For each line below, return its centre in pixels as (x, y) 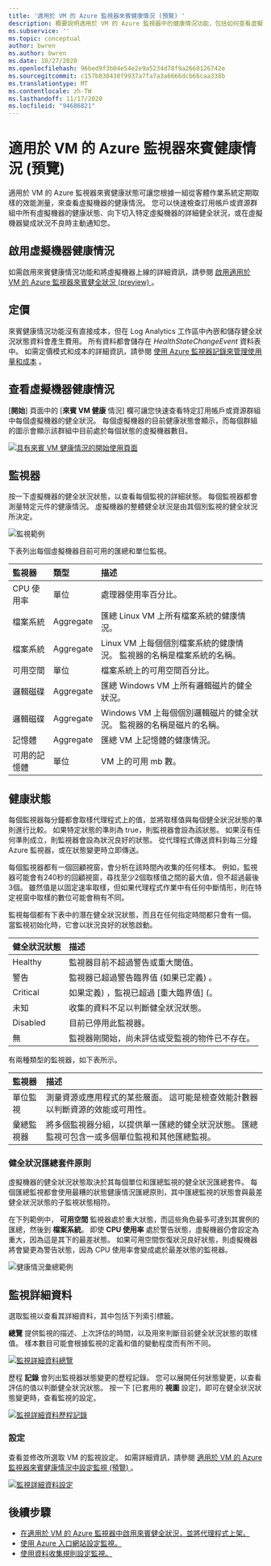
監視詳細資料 (40, 1295)
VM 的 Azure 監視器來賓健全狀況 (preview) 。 (83, 282)
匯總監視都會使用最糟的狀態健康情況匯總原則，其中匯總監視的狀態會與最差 (139, 1192)
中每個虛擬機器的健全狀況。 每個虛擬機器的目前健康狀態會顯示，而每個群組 (133, 420)
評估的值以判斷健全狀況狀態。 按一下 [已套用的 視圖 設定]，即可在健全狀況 (131, 1388)
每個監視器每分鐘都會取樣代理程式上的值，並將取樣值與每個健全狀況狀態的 (132, 820)
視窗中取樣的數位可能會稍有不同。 (72, 897)
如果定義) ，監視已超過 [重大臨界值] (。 (143, 993)
